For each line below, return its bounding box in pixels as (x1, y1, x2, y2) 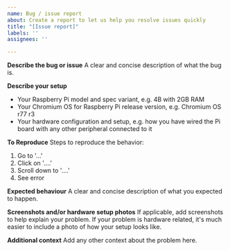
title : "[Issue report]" (7, 23, 79, 30)
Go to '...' (17, 152, 43, 160)
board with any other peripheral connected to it (17, 125, 152, 133)
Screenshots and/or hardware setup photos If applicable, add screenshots (7, 208, 224, 216)
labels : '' (7, 29, 39, 37)
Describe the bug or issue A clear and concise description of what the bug (7, 61, 222, 69)
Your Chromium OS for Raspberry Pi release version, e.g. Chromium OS (17, 103, 222, 111)
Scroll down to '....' (17, 166, 71, 175)
